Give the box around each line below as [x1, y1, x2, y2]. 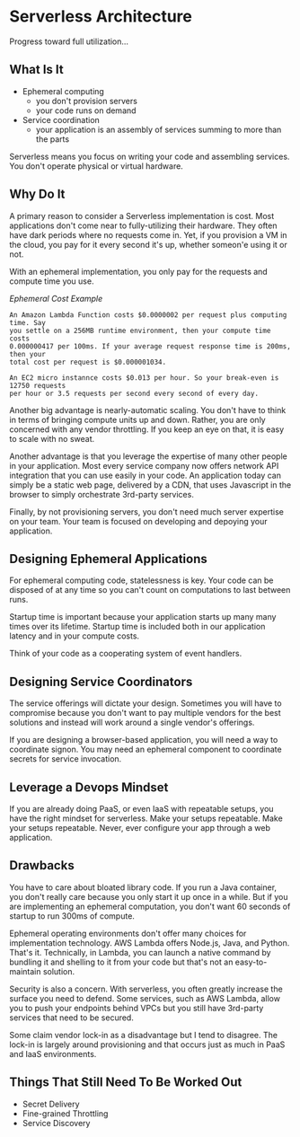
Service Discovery [22, 1117, 91, 1128]
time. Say [9, 318, 47, 327]
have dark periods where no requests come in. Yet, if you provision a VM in [9, 229, 287, 240]
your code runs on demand [35, 105, 137, 116]
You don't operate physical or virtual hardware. [9, 160, 184, 172]
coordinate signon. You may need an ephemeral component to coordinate [9, 744, 282, 755]
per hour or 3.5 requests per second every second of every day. [9, 389, 259, 398]
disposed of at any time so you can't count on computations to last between [9, 585, 291, 595]
